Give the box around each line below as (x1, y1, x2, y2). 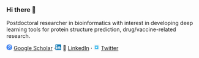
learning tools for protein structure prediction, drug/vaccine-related (6, 26, 176, 33)
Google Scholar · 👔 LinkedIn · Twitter (13, 45, 119, 52)
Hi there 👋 (6, 5, 37, 14)
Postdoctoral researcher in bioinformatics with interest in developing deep (6, 20, 193, 27)
